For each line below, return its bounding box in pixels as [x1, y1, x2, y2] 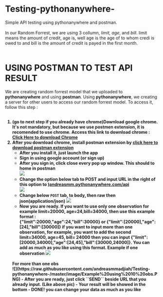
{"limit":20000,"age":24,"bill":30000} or [19, 219, 106, 225]
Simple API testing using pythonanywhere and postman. [5, 19, 118, 25]
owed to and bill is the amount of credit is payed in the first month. [5, 40, 138, 46]
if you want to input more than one [62, 224, 133, 229]
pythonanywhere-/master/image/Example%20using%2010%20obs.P [12, 271, 158, 277]
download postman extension [12, 144, 74, 150]
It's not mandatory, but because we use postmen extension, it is [12, 124, 145, 130]
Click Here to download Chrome [12, 134, 78, 140]
